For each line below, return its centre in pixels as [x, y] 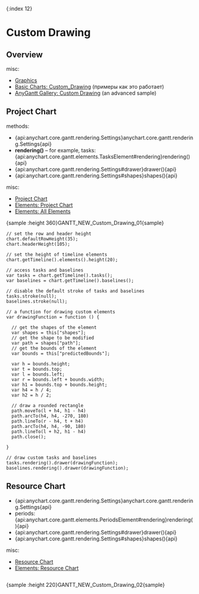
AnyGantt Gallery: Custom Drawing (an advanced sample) [86, 93]
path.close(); [29, 437]
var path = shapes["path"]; [46, 343]
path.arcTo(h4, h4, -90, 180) [49, 426]
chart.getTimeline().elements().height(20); [62, 260]
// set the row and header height [49, 234]
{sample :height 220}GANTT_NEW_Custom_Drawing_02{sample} [86, 584]
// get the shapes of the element [54, 327]
